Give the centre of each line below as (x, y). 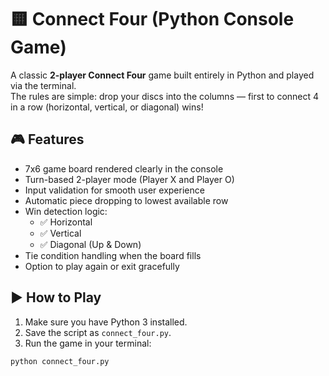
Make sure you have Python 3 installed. (106, 322)
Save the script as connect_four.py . (98, 332)
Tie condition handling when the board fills (113, 255)
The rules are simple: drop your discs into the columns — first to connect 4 (165, 96)
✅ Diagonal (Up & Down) (90, 244)
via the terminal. (43, 85)
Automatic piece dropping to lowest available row (126, 200)
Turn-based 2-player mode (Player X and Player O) (129, 179)
